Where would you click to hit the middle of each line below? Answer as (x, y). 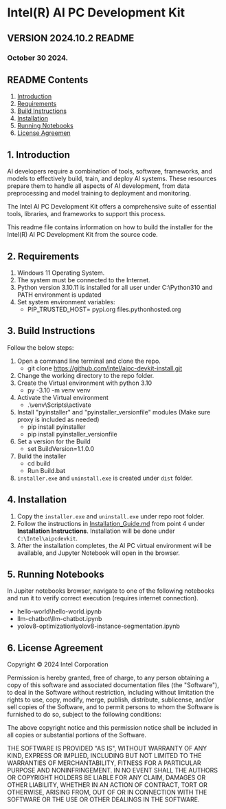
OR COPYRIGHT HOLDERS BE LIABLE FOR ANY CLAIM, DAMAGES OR (106, 778)
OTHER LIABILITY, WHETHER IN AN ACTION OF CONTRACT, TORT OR (107, 785)
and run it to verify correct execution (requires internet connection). (103, 598)
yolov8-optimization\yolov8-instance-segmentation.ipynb (99, 626)
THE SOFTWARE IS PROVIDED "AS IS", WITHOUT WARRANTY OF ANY (107, 748)
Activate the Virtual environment (63, 397)
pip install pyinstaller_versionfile (72, 434)
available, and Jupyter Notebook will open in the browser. (99, 553)
